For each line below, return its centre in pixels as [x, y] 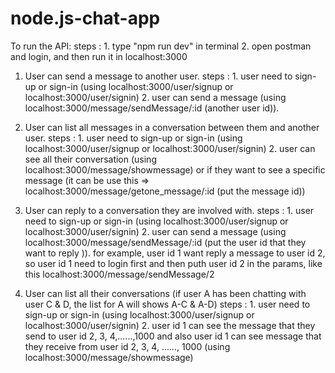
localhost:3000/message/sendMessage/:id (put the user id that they [165, 242]
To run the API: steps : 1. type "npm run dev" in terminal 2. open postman [161, 46]
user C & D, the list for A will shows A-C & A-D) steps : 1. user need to [167, 304]
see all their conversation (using [90, 159]
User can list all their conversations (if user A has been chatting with [165, 293]
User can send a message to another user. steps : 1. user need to [158, 76]
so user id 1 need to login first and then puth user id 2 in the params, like [173, 263]
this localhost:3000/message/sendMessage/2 [119, 274]
